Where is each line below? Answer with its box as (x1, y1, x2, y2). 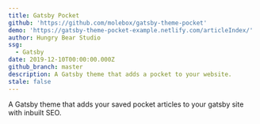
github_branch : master (8, 63, 83, 71)
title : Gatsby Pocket (8, 11, 80, 20)
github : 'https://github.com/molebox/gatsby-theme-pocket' (8, 19, 208, 27)
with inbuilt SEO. (8, 107, 62, 117)
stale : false (8, 77, 52, 85)
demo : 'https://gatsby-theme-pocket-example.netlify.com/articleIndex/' (8, 26, 254, 34)
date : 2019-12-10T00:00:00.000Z (8, 56, 115, 64)
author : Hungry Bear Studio (8, 33, 101, 42)
